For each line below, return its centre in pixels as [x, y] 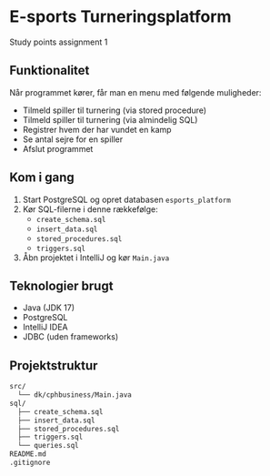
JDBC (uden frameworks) [70, 337]
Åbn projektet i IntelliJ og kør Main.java [96, 258]
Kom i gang [42, 178]
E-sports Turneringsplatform [120, 17]
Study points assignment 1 [59, 42]
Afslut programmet [58, 148]
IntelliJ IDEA [45, 327]
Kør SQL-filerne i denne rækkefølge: [90, 209]
